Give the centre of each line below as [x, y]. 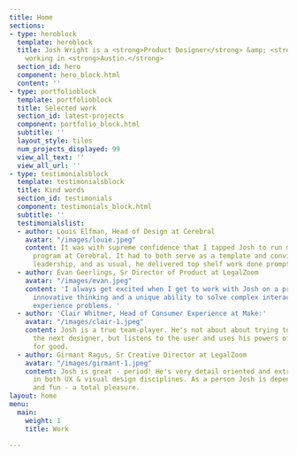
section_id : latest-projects [71, 116]
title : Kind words [51, 190]
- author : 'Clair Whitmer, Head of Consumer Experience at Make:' [142, 314]
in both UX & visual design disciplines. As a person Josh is [149, 380]
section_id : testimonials [65, 199]
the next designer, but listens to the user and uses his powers [155, 338]
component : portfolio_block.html [79, 125]
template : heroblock [55, 42]
